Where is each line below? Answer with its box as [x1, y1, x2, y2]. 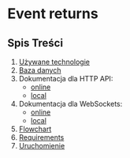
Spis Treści [7, 36, 64, 50]
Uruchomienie [18, 141, 65, 150]
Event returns [7, 5, 99, 23]
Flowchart [18, 124, 52, 134]
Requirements [18, 133, 65, 142]
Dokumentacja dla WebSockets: [18, 100, 123, 108]
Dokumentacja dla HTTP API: [18, 74, 113, 83]
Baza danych [18, 66, 61, 75]
